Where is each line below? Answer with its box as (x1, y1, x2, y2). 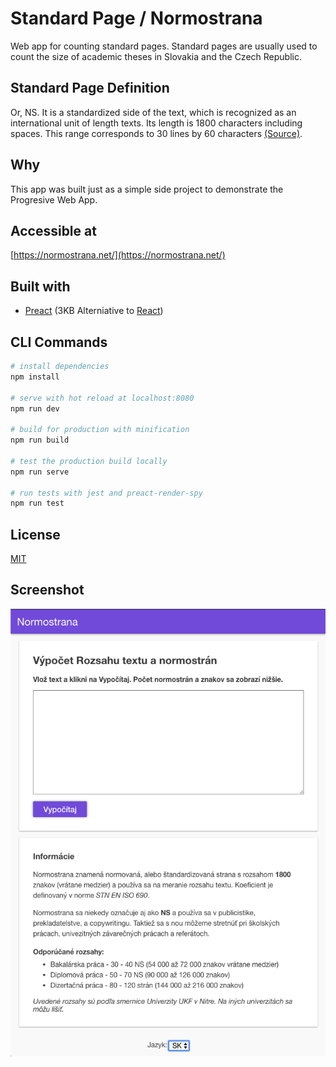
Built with (10, 278, 71, 295)
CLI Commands (10, 333, 108, 351)
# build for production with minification (10, 425, 190, 435)
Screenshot (10, 582, 85, 599)
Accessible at (10, 222, 97, 239)
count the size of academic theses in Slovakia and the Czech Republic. (10, 50, 302, 62)
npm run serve (10, 467, 70, 477)
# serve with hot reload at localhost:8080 (10, 393, 195, 403)
